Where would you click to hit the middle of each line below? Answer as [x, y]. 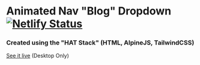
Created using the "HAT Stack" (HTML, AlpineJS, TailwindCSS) [100, 43]
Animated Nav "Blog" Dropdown [89, 11]
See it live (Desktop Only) [38, 56]
